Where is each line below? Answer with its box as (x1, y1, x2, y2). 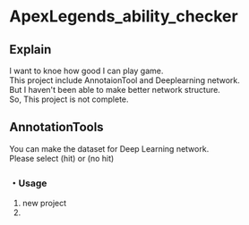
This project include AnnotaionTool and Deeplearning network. (9, 75, 240, 86)
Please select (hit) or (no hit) (9, 153, 115, 163)
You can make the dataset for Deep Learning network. (9, 143, 210, 154)
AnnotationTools (9, 120, 105, 135)
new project (21, 198, 67, 209)
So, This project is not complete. (9, 94, 129, 104)
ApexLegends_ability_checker (9, 6, 239, 27)
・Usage (9, 177, 47, 189)
